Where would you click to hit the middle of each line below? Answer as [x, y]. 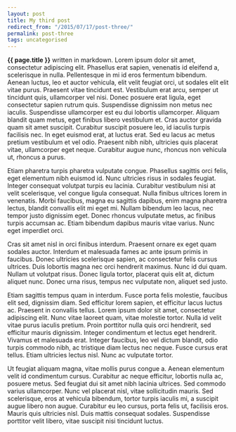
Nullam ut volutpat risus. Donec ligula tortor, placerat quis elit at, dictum [111, 274]
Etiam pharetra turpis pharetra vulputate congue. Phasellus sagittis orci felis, [118, 171]
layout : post [26, 14]
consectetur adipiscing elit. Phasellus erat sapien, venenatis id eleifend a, [113, 68]
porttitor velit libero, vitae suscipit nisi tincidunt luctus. [85, 421]
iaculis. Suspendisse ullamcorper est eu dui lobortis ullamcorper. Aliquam [113, 113]
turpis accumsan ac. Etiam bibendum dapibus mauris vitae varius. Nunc [111, 223]
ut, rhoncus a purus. [37, 157]
